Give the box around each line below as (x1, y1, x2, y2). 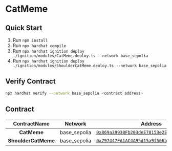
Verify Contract (5, 77, 56, 86)
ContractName (13, 120, 50, 127)
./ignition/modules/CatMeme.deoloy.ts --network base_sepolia (12, 53, 148, 58)
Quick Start (5, 24, 42, 32)
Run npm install (12, 37, 48, 43)
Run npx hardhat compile (12, 42, 67, 49)
